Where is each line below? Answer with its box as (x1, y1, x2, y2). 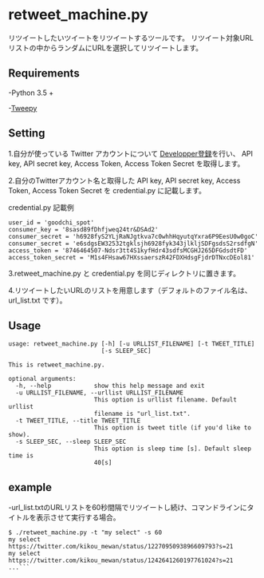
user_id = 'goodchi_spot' (8, 218, 94, 227)
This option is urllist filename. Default (93, 396, 238, 404)
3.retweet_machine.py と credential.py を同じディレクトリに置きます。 (8, 268, 241, 278)
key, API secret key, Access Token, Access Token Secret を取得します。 (8, 158, 245, 168)
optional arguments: (8, 375, 77, 383)
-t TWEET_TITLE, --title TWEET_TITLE (15, 417, 141, 425)
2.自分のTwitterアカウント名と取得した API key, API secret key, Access (8, 176, 241, 185)
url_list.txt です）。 (8, 295, 67, 305)
